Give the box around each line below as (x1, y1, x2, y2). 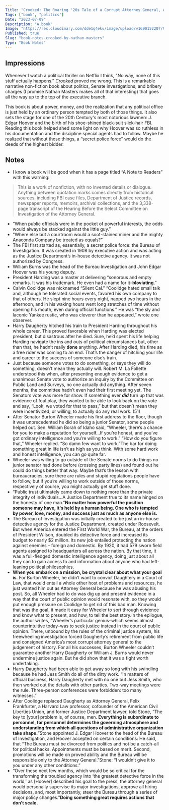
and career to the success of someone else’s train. (12, 355, 117, 361)
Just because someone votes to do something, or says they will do (12, 360, 151, 366)
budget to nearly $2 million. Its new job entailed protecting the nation (12, 537, 156, 543)
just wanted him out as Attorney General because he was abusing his (12, 585, 156, 591)
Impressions (5, 59, 45, 68)
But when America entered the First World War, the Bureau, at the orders (12, 526, 163, 532)
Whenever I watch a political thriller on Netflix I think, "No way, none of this (5, 72, 160, 78)
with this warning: (12, 175, 50, 181)
